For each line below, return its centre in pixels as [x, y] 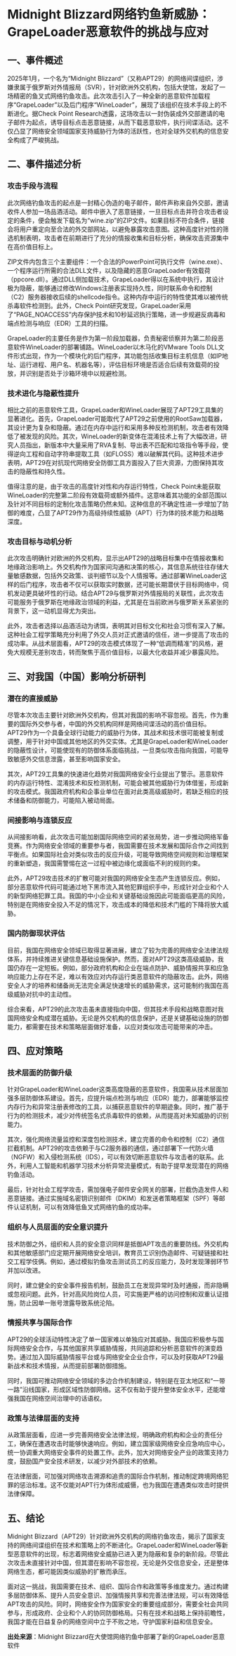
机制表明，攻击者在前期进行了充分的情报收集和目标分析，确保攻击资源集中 [121, 238]
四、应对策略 [35, 1051]
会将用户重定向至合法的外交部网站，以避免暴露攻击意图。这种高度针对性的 [115, 229]
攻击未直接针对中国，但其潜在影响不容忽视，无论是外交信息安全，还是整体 [121, 1562]
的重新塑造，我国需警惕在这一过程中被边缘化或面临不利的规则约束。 [106, 863]
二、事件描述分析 [44, 164]
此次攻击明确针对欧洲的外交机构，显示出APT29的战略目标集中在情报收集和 [116, 558]
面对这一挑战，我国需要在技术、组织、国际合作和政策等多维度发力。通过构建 [118, 1586]
